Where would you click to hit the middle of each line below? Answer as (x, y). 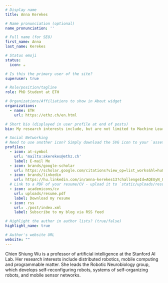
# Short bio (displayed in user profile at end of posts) (67, 124)
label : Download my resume (42, 198)
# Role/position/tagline (31, 87)
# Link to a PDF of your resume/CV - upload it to (63, 184)
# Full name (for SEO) (29, 37)
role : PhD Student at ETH (32, 92)
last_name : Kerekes (25, 46)
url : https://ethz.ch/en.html (46, 115)
